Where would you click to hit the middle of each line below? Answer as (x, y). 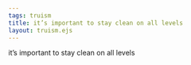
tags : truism (30, 15)
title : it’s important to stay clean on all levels (95, 23)
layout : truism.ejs (41, 30)
